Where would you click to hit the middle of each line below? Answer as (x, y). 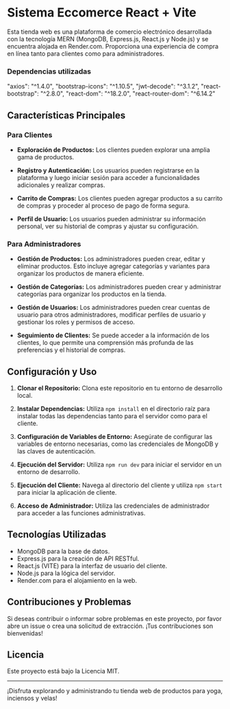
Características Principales (66, 115)
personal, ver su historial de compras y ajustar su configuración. (108, 226)
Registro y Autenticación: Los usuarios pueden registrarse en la (108, 170)
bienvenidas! (25, 633)
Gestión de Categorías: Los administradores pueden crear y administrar (119, 287)
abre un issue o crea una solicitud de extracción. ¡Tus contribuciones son (110, 626)
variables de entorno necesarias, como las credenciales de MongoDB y (118, 444)
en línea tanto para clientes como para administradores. (86, 54)
